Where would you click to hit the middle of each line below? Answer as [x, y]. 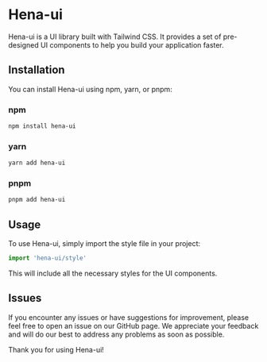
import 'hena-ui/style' [48, 258]
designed [24, 44]
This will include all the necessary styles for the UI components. [113, 273]
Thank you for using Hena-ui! [56, 349]
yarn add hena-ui [37, 163]
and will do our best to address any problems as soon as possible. [116, 334]
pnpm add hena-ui [37, 200]
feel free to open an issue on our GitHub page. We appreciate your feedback [133, 325]
